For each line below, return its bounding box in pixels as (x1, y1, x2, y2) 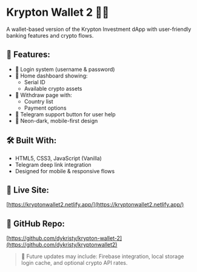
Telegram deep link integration (15, 161, 92, 168)
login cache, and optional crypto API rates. (21, 259, 128, 267)
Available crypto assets (24, 85, 83, 92)
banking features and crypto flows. (6, 32, 94, 39)
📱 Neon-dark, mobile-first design (15, 117, 98, 124)
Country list (24, 98, 53, 105)
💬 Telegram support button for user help (15, 110, 116, 118)
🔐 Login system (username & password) (15, 65, 115, 73)
